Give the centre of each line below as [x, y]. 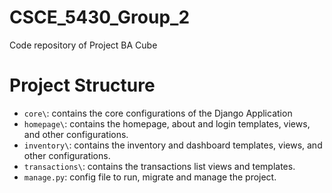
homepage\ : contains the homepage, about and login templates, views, [167, 123]
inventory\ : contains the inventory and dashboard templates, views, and [173, 145]
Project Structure [82, 85]
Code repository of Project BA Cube [83, 45]
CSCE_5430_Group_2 [100, 17]
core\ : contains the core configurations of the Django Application [158, 113]
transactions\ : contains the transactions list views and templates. [159, 166]
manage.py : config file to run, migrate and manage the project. [150, 177]
